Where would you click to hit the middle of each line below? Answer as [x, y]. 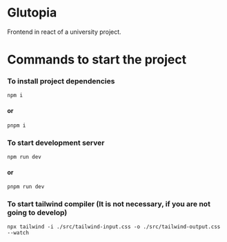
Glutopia [32, 13]
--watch [18, 233]
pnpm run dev [26, 187]
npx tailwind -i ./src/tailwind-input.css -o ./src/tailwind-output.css [114, 227]
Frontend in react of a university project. [65, 32]
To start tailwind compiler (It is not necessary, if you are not [109, 204]
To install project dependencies [61, 81]
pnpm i [17, 125]
